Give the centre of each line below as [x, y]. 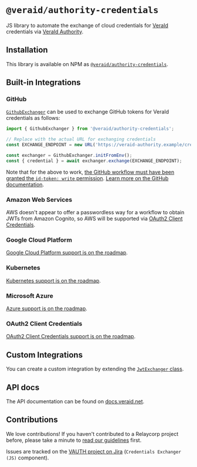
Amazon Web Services [39, 200]
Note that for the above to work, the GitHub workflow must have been [90, 172]
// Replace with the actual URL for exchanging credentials [81, 139]
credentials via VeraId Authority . [45, 32]
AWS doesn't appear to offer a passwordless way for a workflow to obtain [95, 212]
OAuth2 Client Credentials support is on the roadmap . [71, 336]
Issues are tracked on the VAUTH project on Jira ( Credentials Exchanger [94, 451]
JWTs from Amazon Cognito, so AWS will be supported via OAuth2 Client [94, 219]
